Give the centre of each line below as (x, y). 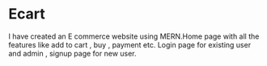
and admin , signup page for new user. (72, 53)
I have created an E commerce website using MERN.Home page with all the (134, 36)
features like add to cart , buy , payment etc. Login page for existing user (130, 44)
